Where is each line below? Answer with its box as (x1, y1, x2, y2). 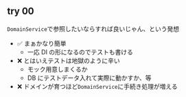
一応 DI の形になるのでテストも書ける (27, 47, 134, 56)
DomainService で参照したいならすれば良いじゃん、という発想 (7, 24, 180, 33)
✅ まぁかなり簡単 (16, 39, 67, 47)
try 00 (7, 6, 34, 17)
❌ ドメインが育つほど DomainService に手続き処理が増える (16, 82, 178, 90)
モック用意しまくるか (27, 65, 88, 73)
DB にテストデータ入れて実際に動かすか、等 (27, 74, 152, 82)
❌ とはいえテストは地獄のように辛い (16, 56, 120, 65)
